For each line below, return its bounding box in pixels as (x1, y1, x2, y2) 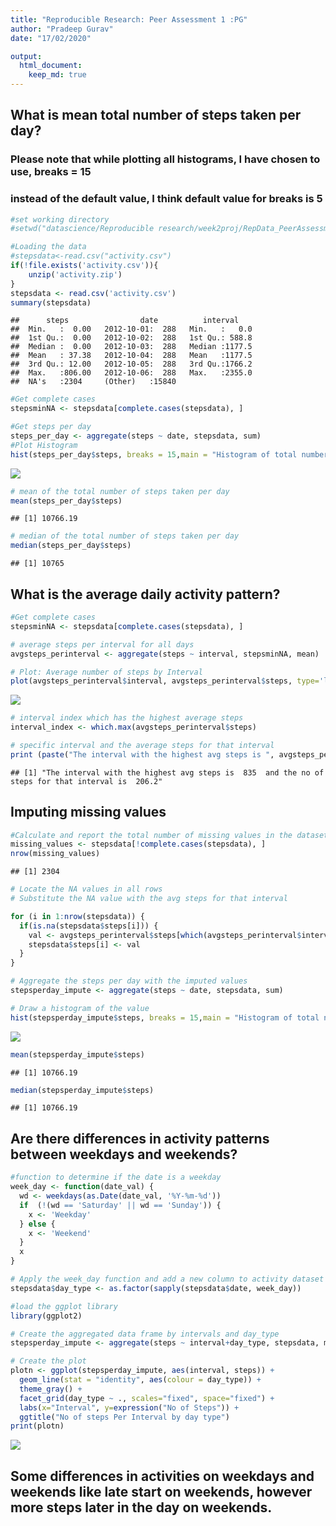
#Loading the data (10, 242, 87, 252)
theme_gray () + (19, 1384, 83, 1394)
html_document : (19, 61, 83, 71)
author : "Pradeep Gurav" (10, 24, 114, 34)
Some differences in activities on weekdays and (10, 1467, 315, 1485)
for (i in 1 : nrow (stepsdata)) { (10, 911, 145, 921)
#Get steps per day (10, 422, 92, 432)
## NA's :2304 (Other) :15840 (10, 377, 177, 387)
